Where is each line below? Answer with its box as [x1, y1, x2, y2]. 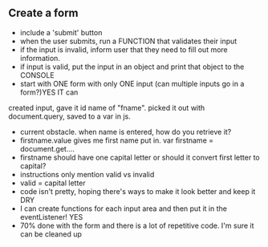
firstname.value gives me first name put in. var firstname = [19, 136, 214, 145]
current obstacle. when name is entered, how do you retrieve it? [19, 127, 232, 136]
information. [19, 53, 60, 63]
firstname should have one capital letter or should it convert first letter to [19, 152, 260, 162]
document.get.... [19, 144, 75, 153]
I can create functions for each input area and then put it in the [19, 204, 227, 213]
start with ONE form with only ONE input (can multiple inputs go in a [19, 79, 245, 88]
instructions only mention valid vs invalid [19, 169, 155, 179]
